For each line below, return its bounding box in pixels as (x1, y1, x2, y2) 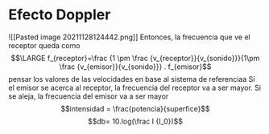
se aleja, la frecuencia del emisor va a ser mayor (8, 91, 169, 101)
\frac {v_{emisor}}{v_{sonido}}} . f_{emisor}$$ (59, 62, 212, 71)
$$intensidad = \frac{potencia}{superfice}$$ (60, 104, 211, 113)
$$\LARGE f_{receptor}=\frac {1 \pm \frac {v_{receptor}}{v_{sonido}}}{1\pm (10, 53, 260, 63)
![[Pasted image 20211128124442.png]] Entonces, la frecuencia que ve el (8, 32, 251, 42)
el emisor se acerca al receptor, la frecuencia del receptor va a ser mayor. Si (8, 83, 262, 92)
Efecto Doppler (8, 6, 111, 24)
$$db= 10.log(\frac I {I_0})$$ (87, 116, 184, 126)
